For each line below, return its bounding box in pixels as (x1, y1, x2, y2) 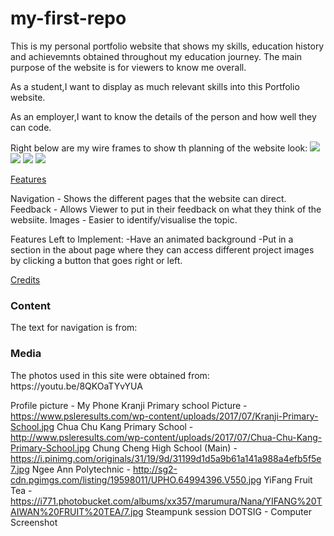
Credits (10, 273, 41, 286)
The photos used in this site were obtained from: (10, 369, 210, 381)
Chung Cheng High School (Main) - (92, 442, 238, 454)
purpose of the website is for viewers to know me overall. (10, 61, 247, 73)
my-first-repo (10, 7, 127, 30)
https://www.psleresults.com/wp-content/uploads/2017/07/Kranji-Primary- (10, 410, 319, 422)
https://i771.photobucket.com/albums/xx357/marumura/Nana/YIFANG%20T (10, 495, 323, 507)
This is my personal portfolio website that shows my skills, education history (10, 40, 325, 52)
